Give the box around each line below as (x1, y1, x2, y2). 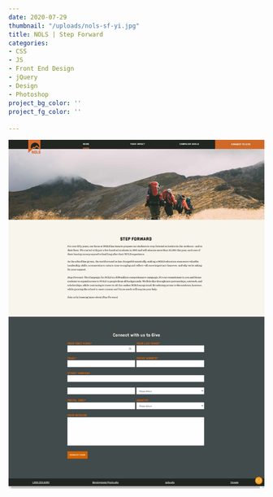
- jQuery (8, 73, 38, 81)
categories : (8, 39, 49, 47)
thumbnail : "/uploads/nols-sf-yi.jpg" (8, 21, 140, 30)
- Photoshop (8, 90, 49, 98)
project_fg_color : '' (8, 107, 82, 116)
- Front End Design (8, 65, 75, 73)
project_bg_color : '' (8, 98, 82, 107)
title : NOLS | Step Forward (8, 30, 104, 38)
